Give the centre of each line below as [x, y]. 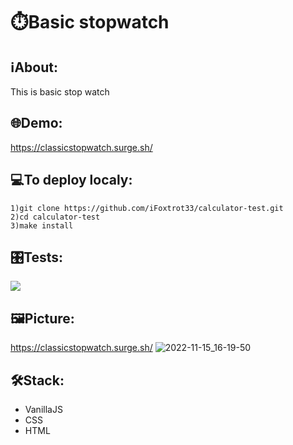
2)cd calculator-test [55, 217]
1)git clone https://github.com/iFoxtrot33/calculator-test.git [147, 208]
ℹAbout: [34, 67]
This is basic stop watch [60, 92]
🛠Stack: [37, 380]
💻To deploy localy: [71, 180]
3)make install [42, 225]
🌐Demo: [36, 123]
